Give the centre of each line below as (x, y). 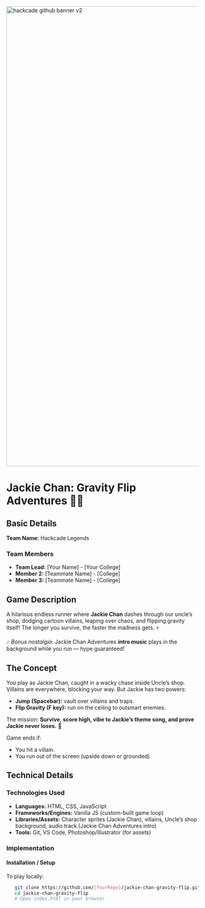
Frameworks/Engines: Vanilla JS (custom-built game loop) (89, 812)
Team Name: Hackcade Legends (48, 538)
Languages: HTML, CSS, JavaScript (61, 806)
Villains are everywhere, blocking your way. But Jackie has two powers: (96, 689)
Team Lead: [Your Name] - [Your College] (68, 567)
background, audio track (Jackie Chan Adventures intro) (86, 825)
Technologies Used (36, 793)
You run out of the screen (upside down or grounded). (83, 756)
